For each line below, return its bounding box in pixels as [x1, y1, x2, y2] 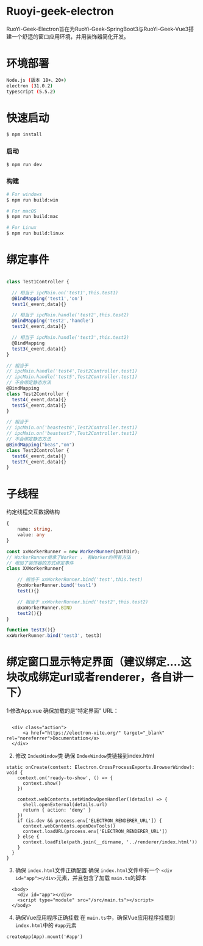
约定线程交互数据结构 [6, 508, 60, 515]
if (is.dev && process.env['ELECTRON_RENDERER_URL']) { [17, 818, 163, 824]
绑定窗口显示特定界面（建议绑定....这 [6, 655, 192, 669]
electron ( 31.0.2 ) [6, 82, 53, 89]
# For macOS [6, 208, 37, 214]
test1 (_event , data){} [12, 301, 67, 307]
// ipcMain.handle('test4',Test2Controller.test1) [6, 368, 138, 374]
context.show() [22, 780, 62, 787]
